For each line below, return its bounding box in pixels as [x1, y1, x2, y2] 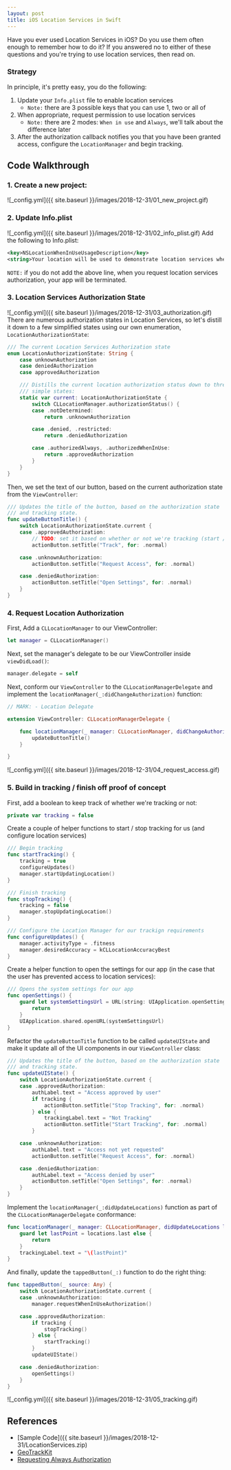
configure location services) [7, 831, 87, 840]
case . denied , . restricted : [32, 426, 112, 433]
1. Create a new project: [7, 180, 87, 190]
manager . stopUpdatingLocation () [19, 908, 112, 915]
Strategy [7, 67, 37, 76]
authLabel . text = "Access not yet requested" [32, 1146, 165, 1153]
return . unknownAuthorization [43, 413, 131, 420]
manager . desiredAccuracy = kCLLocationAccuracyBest [19, 946, 170, 953]
